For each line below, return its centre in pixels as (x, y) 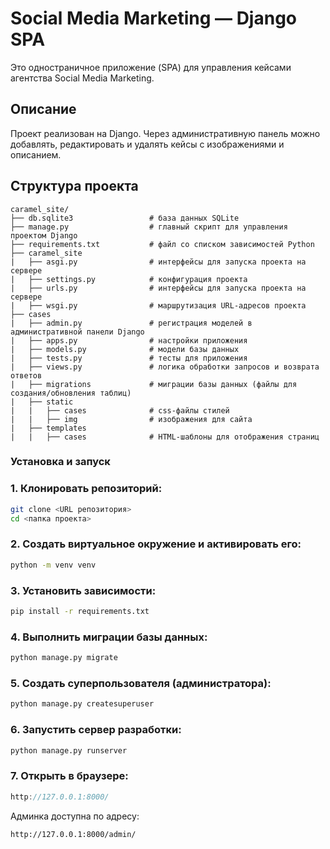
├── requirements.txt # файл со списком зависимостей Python (162, 244)
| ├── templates (48, 428)
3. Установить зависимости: (83, 590)
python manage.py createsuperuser (82, 704)
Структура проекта (74, 186)
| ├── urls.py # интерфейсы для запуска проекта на (158, 288)
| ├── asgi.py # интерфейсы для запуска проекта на (158, 262)
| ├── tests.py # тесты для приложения (129, 358)
